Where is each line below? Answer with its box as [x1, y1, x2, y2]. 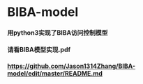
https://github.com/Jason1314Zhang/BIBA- [7, 62, 136, 70]
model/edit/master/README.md [7, 69, 103, 77]
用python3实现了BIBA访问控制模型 [7, 28, 108, 37]
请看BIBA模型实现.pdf [7, 46, 71, 54]
